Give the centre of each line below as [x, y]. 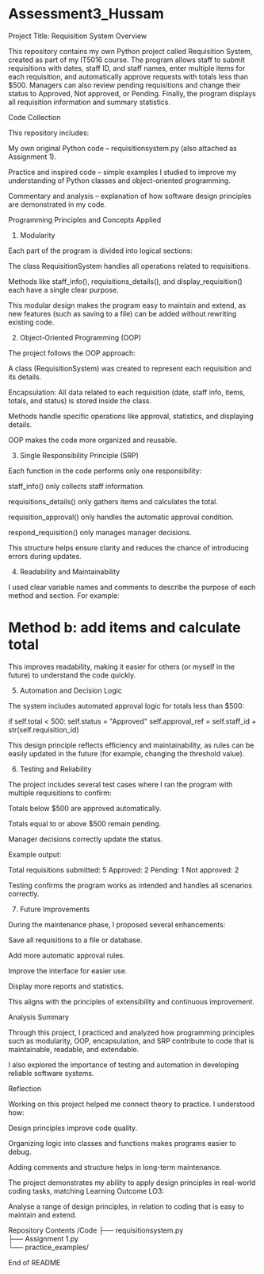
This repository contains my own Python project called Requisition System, [130, 51]
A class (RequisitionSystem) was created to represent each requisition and [130, 368]
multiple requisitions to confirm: [60, 793]
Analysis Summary [39, 1017]
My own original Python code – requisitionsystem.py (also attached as [123, 148]
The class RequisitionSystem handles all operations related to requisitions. [130, 266]
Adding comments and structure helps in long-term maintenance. [115, 1167]
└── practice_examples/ [49, 1247]
